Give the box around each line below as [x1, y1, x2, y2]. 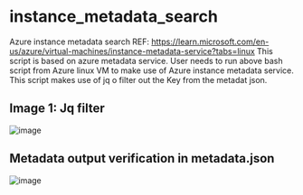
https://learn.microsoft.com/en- [151, 36, 270, 47]
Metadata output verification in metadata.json [9, 151, 275, 166]
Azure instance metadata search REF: [9, 36, 150, 47]
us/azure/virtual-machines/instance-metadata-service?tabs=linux [9, 45, 255, 56]
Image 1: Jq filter [9, 101, 106, 116]
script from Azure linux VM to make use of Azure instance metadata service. [9, 65, 294, 76]
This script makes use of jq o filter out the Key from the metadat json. [9, 74, 268, 85]
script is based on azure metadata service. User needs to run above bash [9, 55, 283, 66]
